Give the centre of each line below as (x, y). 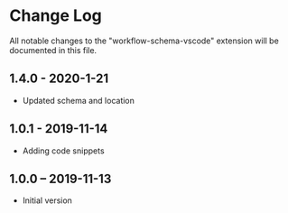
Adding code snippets (64, 151)
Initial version (47, 200)
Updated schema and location (79, 100)
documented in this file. (53, 50)
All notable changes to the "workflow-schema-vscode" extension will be (144, 41)
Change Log (56, 16)
